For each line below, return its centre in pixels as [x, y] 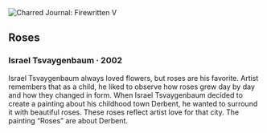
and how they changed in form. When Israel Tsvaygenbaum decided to [126, 95]
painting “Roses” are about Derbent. [68, 120]
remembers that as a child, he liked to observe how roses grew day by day [132, 87]
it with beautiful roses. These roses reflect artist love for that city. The [124, 112]
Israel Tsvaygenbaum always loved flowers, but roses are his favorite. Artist [133, 78]
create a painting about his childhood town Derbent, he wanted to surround [133, 103]
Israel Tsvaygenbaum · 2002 [66, 61]
